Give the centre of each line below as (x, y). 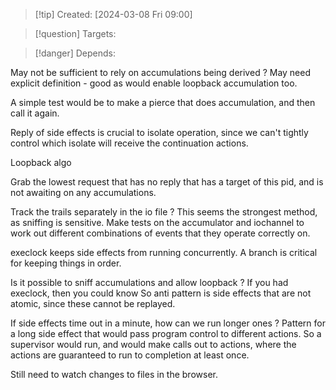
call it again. (35, 113)
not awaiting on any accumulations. (83, 192)
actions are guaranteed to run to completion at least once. (130, 355)
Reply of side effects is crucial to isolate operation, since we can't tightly (159, 132)
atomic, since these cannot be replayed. (93, 303)
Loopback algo (41, 162)
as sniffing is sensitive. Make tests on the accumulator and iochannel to (157, 222)
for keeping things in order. (66, 263)
